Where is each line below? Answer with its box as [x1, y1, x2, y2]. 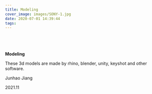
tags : [5, 20, 16, 26]
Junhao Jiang [5, 75, 33, 81]
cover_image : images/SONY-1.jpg [5, 12, 71, 17]
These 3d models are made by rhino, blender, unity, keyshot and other [5, 60, 147, 66]
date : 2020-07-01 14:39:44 [5, 16, 60, 21]
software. [5, 66, 25, 72]
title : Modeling [5, 7, 38, 12]
